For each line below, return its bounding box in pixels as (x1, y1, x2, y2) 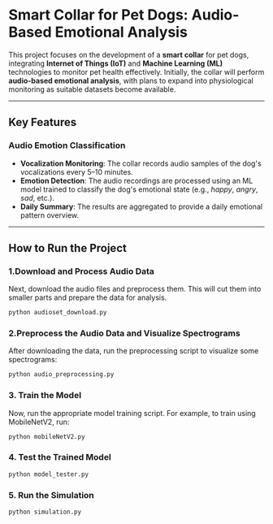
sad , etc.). (19, 193, 55, 202)
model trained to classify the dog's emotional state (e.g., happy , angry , (19, 184, 258, 194)
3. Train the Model (8, 390, 82, 401)
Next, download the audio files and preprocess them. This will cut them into (8, 284, 262, 294)
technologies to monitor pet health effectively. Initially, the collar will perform (8, 67, 265, 76)
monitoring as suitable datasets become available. (8, 84, 176, 94)
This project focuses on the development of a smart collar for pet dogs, (8, 50, 249, 59)
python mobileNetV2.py (8, 432, 85, 440)
